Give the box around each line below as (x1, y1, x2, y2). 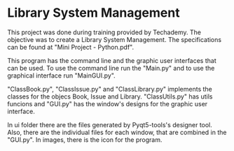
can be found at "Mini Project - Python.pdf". (7, 43, 135, 51)
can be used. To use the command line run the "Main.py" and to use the (7, 64, 215, 72)
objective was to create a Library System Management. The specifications (7, 35, 222, 43)
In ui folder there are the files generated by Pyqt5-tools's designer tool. (7, 120, 212, 129)
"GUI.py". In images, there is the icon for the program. (7, 135, 163, 144)
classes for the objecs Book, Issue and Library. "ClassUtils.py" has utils (7, 92, 213, 101)
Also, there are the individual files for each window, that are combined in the (7, 128, 227, 136)
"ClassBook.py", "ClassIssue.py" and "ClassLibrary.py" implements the (7, 85, 212, 93)
